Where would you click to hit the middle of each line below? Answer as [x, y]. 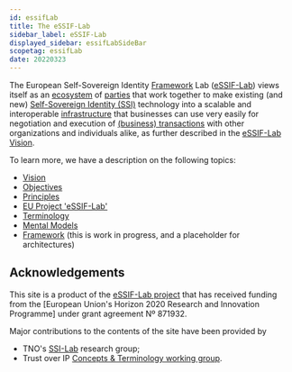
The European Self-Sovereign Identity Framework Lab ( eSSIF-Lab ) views [144, 85]
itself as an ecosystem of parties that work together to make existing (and [146, 95]
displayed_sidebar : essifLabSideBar [78, 43]
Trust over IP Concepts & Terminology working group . [122, 358]
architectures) [48, 245]
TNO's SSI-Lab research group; [81, 349]
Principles [41, 196]
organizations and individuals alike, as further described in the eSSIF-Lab [146, 133]
